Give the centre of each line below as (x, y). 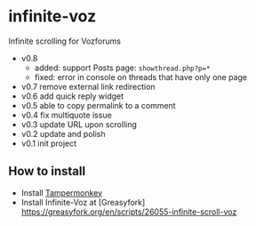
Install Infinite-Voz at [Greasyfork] (83, 202)
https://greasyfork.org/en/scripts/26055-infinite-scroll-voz (129, 212)
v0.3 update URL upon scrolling (79, 124)
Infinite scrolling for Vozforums (65, 41)
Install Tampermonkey (62, 192)
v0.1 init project (49, 143)
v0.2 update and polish (63, 133)
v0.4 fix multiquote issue (66, 115)
